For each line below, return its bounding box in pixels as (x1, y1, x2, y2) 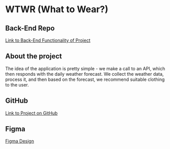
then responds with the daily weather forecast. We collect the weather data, (5, 71, 164, 77)
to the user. (5, 81, 29, 87)
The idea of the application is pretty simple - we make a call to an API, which (5, 65, 165, 72)
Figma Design (5, 138, 35, 144)
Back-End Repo (5, 24, 55, 33)
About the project (5, 52, 62, 61)
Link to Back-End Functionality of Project (5, 37, 90, 43)
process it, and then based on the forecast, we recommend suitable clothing (5, 76, 165, 82)
